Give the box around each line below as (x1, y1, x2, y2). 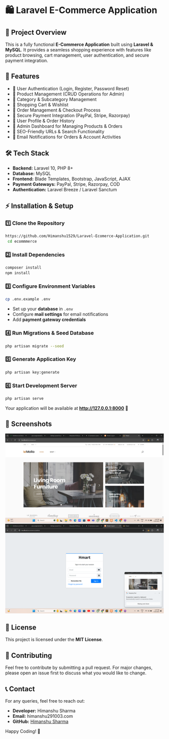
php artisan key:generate (5, 369, 59, 375)
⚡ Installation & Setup (5, 202, 74, 210)
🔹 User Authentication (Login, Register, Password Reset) (12, 85, 129, 91)
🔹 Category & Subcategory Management (12, 96, 97, 102)
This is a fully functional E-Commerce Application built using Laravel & (5, 41, 153, 47)
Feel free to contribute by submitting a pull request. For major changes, (5, 665, 152, 671)
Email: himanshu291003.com (12, 713, 73, 719)
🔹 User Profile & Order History (12, 118, 75, 124)
